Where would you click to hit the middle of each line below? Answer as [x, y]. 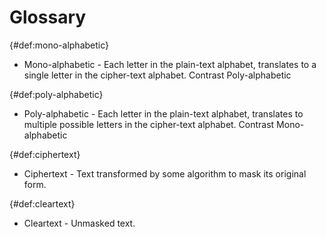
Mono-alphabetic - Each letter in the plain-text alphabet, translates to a [170, 64]
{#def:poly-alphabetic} [56, 94]
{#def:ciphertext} [45, 154]
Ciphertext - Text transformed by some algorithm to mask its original [165, 173]
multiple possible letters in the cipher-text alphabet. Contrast [149, 124]
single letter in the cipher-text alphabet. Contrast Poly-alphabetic [157, 75]
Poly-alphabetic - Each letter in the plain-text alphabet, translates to [163, 113]
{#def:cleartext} [42, 203]
